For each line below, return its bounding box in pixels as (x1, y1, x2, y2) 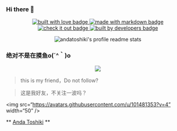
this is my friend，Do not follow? (20, 77, 99, 84)
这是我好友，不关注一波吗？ (20, 89, 87, 96)
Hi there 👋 (6, 5, 35, 13)
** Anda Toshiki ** (6, 118, 51, 125)
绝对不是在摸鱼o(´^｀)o (6, 52, 71, 60)
